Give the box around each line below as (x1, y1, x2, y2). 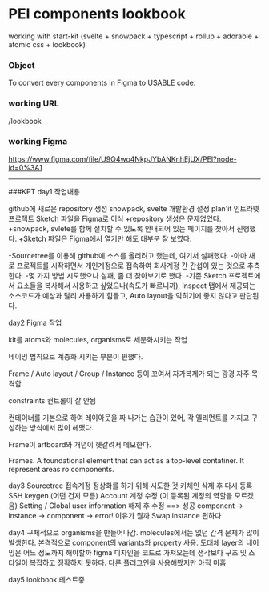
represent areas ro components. (8, 464, 114, 474)
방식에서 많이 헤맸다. (29, 422, 94, 432)
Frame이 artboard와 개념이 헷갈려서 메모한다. (8, 439, 152, 449)
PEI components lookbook (8, 5, 186, 23)
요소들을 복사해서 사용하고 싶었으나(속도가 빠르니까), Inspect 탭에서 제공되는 (16, 281, 256, 290)
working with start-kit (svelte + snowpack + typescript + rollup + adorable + (8, 31, 259, 41)
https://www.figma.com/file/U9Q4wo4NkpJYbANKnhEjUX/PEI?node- (8, 154, 238, 164)
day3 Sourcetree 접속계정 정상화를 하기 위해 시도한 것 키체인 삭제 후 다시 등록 (8, 481, 253, 490)
